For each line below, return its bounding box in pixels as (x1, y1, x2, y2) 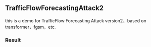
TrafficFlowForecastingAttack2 (5, 4, 104, 12)
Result (5, 37, 21, 44)
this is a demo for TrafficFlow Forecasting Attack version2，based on (5, 17, 147, 24)
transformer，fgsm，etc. (5, 24, 56, 30)
